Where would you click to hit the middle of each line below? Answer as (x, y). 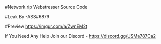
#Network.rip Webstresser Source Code (46, 7)
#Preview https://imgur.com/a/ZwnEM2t (46, 26)
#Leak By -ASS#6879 (27, 17)
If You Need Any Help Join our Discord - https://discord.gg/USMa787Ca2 (80, 36)
